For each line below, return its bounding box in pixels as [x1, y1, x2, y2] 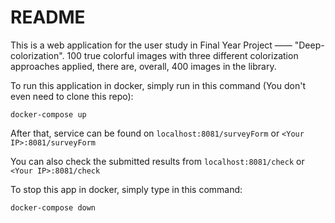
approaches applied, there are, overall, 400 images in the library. [10, 60, 277, 72]
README [10, 6, 86, 29]
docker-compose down [10, 202, 97, 213]
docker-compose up [10, 109, 87, 120]
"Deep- [294, 39, 325, 51]
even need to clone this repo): [10, 90, 134, 102]
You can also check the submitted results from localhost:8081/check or [10, 155, 305, 167]
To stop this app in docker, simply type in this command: [10, 183, 243, 195]
